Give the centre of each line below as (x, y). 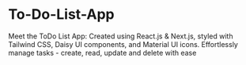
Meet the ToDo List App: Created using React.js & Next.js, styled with (121, 36)
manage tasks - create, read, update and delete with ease (102, 52)
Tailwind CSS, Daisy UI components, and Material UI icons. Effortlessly (123, 44)
